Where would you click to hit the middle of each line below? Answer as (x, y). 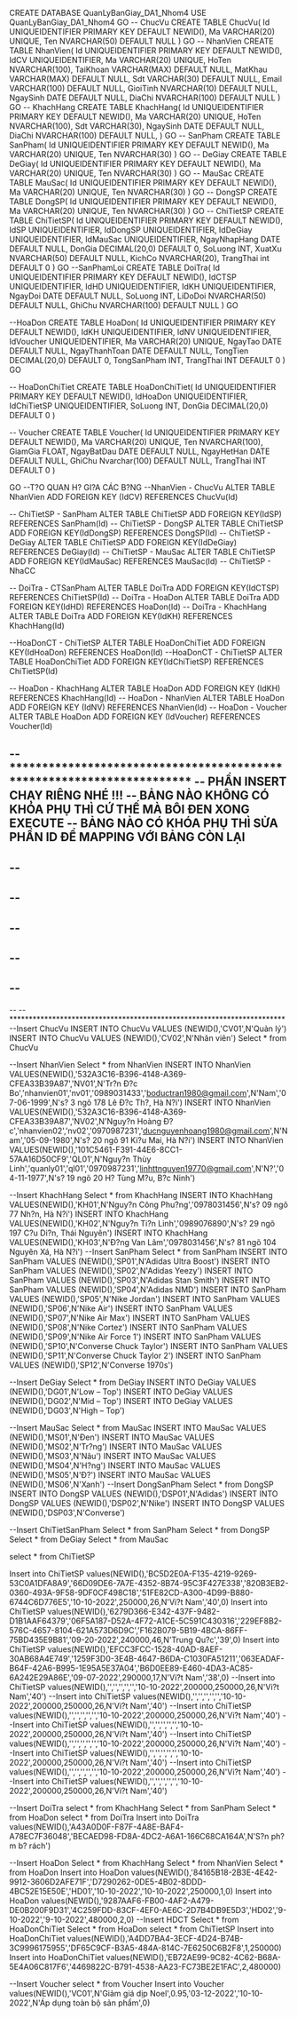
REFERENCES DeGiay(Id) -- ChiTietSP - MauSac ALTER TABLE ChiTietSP (142, 552)
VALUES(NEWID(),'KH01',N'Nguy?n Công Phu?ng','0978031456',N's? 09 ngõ (148, 1204)
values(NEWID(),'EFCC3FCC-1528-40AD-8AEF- (135, 1649)
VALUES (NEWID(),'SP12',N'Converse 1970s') (91, 1365)
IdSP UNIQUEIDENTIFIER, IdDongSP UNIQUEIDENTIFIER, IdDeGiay (131, 230)
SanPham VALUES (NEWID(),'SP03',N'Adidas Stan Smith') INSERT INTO (140, 1280)
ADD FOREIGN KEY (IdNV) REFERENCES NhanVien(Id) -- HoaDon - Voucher (148, 707)
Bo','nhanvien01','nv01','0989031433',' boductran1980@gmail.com (128, 1092)
